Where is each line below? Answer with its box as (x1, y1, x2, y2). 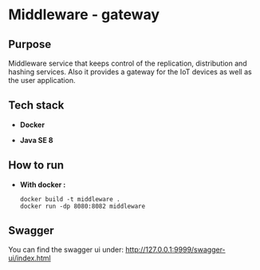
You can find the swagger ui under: (8, 245, 124, 255)
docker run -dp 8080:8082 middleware (19, 202, 146, 210)
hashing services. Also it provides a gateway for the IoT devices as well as (8, 67, 253, 77)
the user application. (8, 76, 76, 85)
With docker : (19, 180, 66, 189)
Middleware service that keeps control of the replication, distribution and (8, 58, 247, 68)
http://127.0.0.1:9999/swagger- (124, 245, 226, 255)
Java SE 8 (19, 135, 53, 145)
